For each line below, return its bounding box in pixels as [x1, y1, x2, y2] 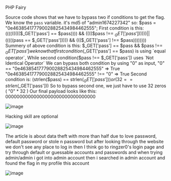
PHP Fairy [5, 5, 27, 10]
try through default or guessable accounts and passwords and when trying [5, 149, 163, 156]
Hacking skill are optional [5, 113, 59, 119]
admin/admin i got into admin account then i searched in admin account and [5, 155, 165, 161]
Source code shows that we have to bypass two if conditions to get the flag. [5, 14, 165, 20]
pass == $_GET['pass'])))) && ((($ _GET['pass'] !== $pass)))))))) [13, 37, 146, 43]
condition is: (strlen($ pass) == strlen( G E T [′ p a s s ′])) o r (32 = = [5, 76, 133, 84]
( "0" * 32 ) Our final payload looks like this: [5, 88, 97, 94]
